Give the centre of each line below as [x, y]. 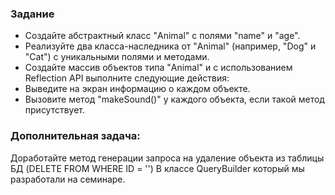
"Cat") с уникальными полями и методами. [117, 57]
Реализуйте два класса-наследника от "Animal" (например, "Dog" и [170, 46]
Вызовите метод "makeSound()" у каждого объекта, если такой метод [174, 99]
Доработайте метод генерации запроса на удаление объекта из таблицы [167, 158]
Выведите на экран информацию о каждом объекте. [137, 89]
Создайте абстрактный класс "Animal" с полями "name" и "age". [162, 36]
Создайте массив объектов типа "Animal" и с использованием [158, 68]
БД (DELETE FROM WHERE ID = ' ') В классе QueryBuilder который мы [157, 168]
